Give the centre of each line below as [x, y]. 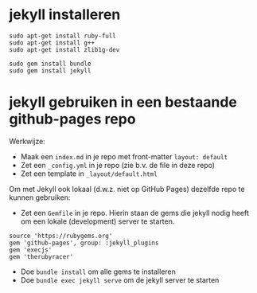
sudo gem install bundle [50, 64]
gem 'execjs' [31, 250]
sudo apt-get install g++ [52, 43]
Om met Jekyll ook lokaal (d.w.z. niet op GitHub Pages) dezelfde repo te [127, 189]
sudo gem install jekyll [50, 70]
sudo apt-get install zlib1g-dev [64, 49]
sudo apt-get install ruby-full [62, 36]
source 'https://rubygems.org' [61, 236]
